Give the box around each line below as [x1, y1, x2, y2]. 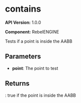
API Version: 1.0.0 [5, 19, 41, 25]
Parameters [5, 52, 41, 61]
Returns [5, 79, 30, 88]
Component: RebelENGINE [5, 29, 59, 34]
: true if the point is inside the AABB [5, 92, 76, 98]
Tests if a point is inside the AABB [5, 38, 73, 44]
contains [5, 3, 41, 15]
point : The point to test [12, 65, 58, 71]
